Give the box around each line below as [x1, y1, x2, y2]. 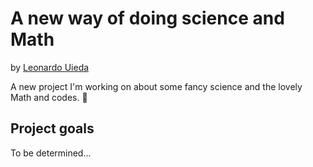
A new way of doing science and [10, 7, 285, 30]
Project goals [10, 120, 95, 137]
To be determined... [10, 147, 92, 159]
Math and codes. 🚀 [10, 91, 88, 103]
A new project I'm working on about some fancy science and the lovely [10, 80, 303, 92]
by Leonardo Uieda [10, 61, 90, 73]
